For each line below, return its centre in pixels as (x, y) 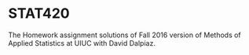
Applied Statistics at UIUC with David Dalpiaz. (82, 43)
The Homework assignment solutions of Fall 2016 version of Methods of (124, 35)
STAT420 (39, 14)
